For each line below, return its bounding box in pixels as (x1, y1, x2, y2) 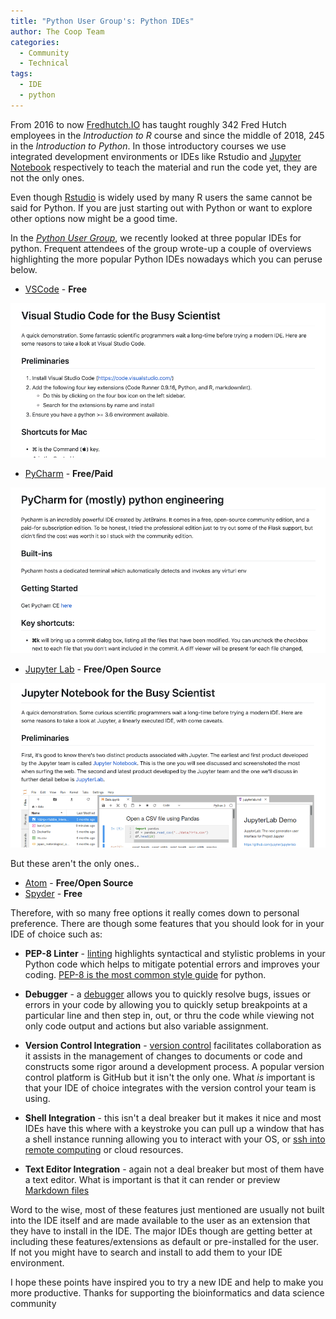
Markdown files (24, 1184, 90, 1196)
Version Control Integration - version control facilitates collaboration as (24, 1039, 322, 1051)
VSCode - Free (24, 283, 88, 295)
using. (24, 1092, 51, 1104)
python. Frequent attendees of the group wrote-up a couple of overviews (10, 242, 312, 254)
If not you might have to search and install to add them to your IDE (10, 1246, 283, 1258)
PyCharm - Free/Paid (24, 468, 114, 480)
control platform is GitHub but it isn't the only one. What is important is (24, 1071, 316, 1083)
